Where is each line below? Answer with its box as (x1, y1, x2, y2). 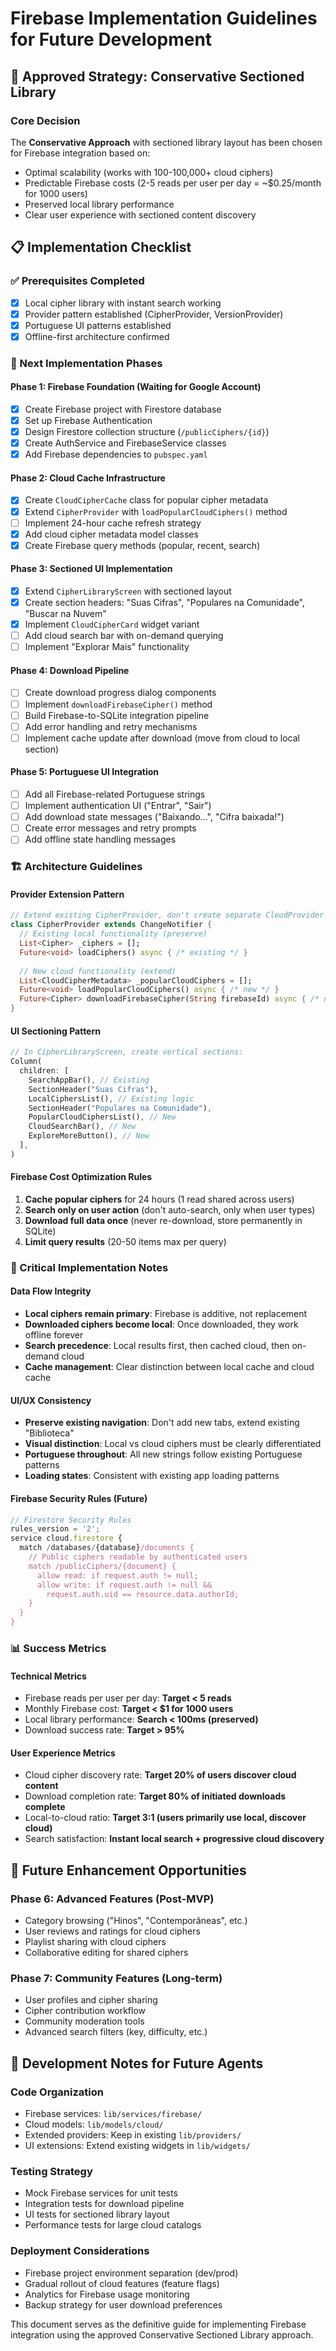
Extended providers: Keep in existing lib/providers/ (24, 2129, 242, 2141)
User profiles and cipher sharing (24, 1994, 158, 2006)
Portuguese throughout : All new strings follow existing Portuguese (24, 1448, 303, 1461)
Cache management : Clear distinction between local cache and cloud (24, 1361, 315, 1373)
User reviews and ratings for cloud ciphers (24, 1925, 201, 1937)
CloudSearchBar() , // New (28, 1122, 137, 1132)
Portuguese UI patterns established (24, 319, 172, 331)
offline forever (24, 1329, 84, 1341)
